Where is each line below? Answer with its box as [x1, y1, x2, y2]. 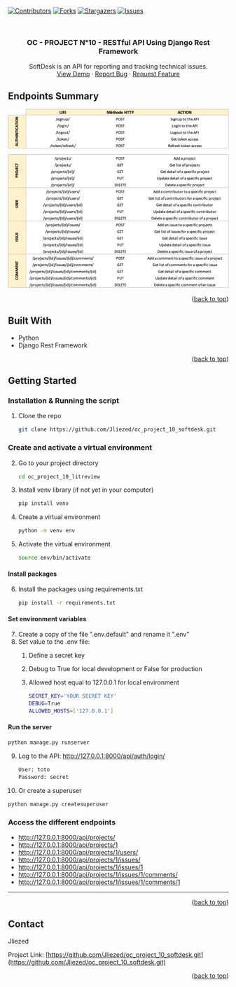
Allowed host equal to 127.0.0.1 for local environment [28, 678, 179, 686]
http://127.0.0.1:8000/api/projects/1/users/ [18, 848, 139, 856]
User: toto [18, 766, 50, 773]
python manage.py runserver [8, 739, 90, 746]
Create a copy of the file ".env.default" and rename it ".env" [18, 630, 190, 639]
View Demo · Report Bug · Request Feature [56, 70, 181, 78]
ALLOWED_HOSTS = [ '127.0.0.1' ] [28, 708, 114, 715]
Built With [8, 315, 52, 327]
